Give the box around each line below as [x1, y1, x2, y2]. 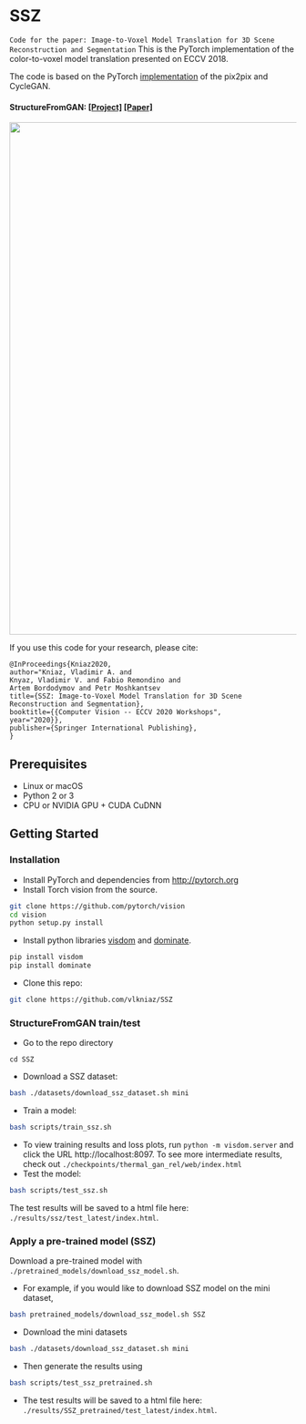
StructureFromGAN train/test [9, 1017, 141, 1030]
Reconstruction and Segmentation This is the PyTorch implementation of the [9, 43, 294, 55]
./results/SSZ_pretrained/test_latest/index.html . [22, 1404, 218, 1415]
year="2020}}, [9, 716, 64, 725]
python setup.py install [9, 918, 104, 927]
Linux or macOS [22, 780, 84, 791]
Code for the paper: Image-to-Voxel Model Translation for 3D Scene [9, 36, 275, 45]
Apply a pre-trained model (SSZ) [9, 1234, 157, 1247]
